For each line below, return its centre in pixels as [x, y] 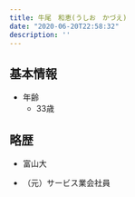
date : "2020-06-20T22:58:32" [64, 26]
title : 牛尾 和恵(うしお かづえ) [68, 18]
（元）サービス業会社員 [66, 183]
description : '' [40, 34]
